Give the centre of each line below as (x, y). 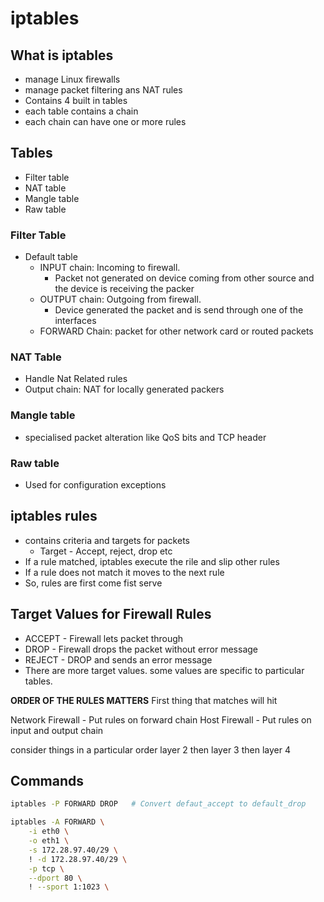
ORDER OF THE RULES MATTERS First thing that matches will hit (144, 700)
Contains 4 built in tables (76, 100)
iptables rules (54, 516)
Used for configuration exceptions (95, 485)
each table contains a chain (81, 111)
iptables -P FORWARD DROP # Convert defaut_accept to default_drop (158, 804)
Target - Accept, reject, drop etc (106, 551)
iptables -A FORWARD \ (57, 822)
